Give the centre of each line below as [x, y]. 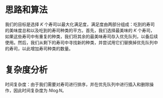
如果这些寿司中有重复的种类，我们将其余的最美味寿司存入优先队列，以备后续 [81, 36]
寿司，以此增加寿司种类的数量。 [41, 49]
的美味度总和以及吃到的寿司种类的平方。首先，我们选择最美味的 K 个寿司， [80, 30]
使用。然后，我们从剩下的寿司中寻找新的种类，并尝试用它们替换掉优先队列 [79, 42]
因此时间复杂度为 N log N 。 [40, 90]
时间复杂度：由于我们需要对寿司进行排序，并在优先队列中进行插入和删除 [77, 84]
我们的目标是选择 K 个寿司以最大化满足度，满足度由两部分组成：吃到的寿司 [80, 24]
